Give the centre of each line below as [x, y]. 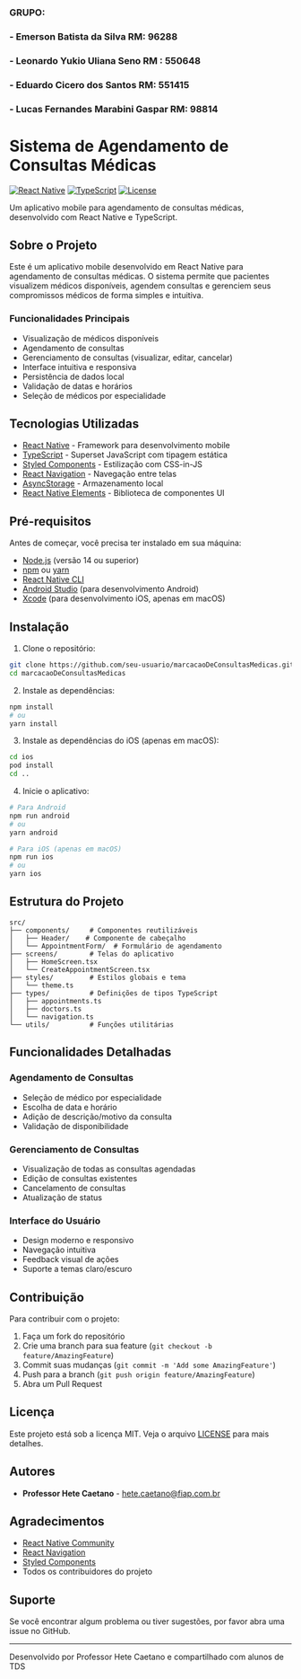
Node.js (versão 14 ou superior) [81, 561]
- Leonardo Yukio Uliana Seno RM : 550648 [105, 60]
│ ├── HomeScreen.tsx [54, 962]
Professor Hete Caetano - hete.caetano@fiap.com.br [121, 1493]
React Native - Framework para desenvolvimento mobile [126, 446]
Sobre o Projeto [53, 245]
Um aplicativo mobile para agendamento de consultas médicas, [127, 208]
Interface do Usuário [55, 1221]
